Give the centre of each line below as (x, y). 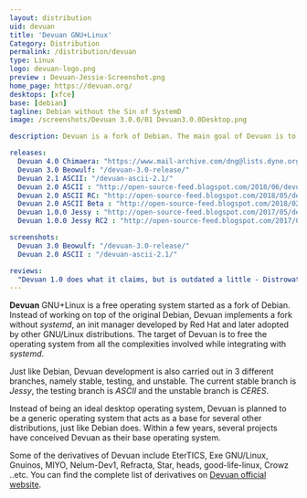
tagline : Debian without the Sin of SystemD (95, 111)
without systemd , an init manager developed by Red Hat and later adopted (149, 324)
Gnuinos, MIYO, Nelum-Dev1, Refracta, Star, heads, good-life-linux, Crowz (149, 465)
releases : (28, 153)
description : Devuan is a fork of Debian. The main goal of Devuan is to (153, 137)
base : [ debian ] (38, 103)
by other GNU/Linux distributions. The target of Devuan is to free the (138, 334)
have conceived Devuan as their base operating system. (115, 438)
